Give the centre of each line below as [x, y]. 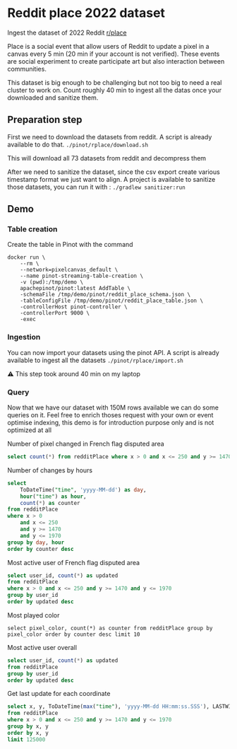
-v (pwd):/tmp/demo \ [51, 282]
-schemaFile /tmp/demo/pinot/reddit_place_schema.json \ [105, 295]
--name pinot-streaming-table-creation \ [81, 276]
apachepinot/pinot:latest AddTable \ [75, 289]
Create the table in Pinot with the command [70, 245]
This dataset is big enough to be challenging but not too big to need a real [115, 82]
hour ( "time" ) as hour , [53, 497]
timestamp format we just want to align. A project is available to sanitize [111, 179]
